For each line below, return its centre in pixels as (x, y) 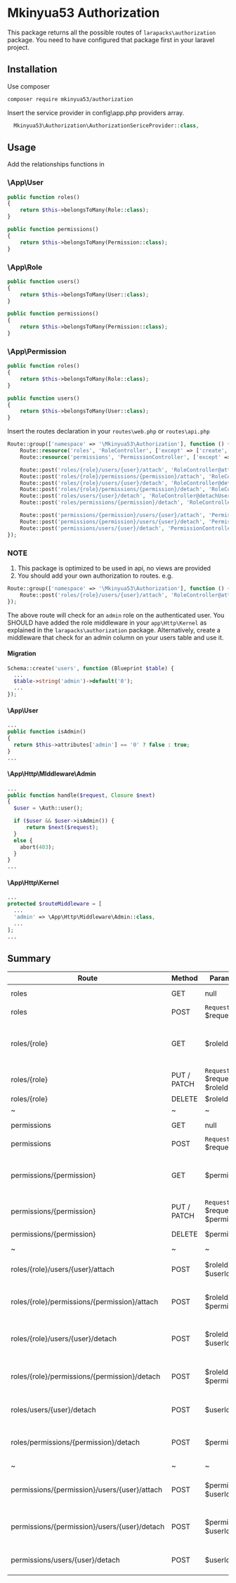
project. (19, 47)
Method (184, 978)
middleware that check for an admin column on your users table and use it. (116, 637)
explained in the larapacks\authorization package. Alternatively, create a (114, 630)
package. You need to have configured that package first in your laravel (111, 39)
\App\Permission (37, 351)
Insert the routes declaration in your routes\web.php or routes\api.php (109, 431)
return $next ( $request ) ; (62, 828)
